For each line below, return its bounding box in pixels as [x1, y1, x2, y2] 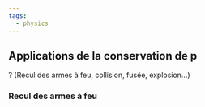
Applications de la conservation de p [8, 49, 198, 63]
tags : [8, 11, 27, 20]
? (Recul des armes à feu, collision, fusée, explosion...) [8, 70, 190, 80]
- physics [15, 19, 49, 27]
